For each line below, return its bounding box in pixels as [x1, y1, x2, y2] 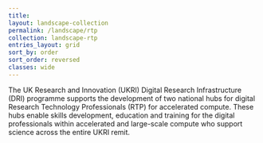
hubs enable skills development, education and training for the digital [8, 110, 235, 120]
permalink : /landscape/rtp [8, 26, 98, 34]
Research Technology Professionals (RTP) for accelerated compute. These [8, 102, 254, 111]
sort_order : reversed [8, 56, 80, 64]
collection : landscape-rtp [8, 33, 98, 42]
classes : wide [8, 64, 56, 71]
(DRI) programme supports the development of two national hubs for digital [8, 93, 256, 103]
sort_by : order [8, 48, 59, 56]
